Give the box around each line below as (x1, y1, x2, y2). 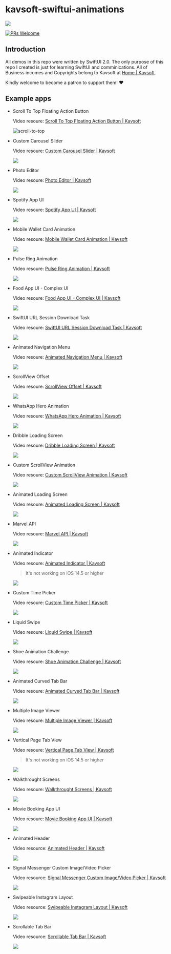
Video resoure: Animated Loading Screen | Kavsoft (12, 501, 120, 507)
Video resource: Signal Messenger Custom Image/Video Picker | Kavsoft (12, 875, 166, 881)
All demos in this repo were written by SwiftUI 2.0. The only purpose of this (5, 58, 164, 65)
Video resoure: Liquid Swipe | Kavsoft (12, 629, 93, 635)
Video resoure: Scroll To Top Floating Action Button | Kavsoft (12, 118, 141, 124)
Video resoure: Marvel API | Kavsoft (12, 530, 89, 536)
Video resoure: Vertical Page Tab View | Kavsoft (12, 746, 114, 753)
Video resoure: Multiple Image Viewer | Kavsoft (12, 717, 113, 723)
